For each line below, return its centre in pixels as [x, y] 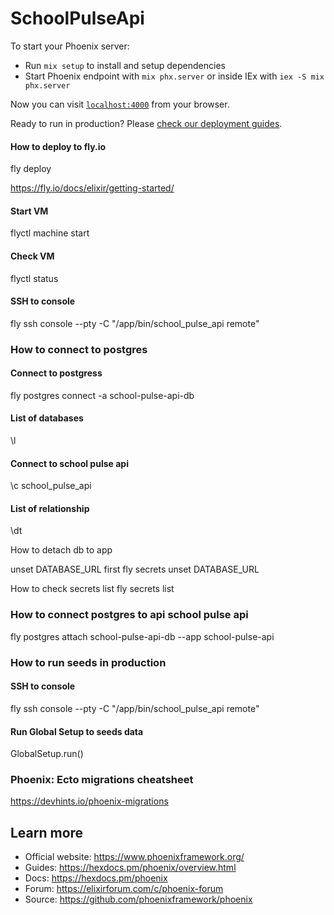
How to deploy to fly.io [58, 146]
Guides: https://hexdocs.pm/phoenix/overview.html [130, 868]
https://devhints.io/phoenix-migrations [89, 801]
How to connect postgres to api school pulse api [129, 615]
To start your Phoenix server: [70, 46]
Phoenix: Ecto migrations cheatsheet [102, 780]
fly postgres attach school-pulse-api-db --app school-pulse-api [142, 636]
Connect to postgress [56, 373]
